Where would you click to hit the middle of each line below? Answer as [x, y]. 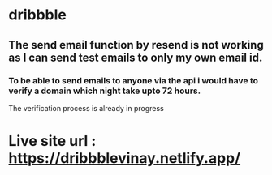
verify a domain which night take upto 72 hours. [105, 91]
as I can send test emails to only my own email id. [136, 57]
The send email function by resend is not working [136, 45]
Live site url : [52, 141]
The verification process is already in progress [86, 108]
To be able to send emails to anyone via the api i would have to [133, 80]
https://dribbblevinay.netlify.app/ [125, 158]
